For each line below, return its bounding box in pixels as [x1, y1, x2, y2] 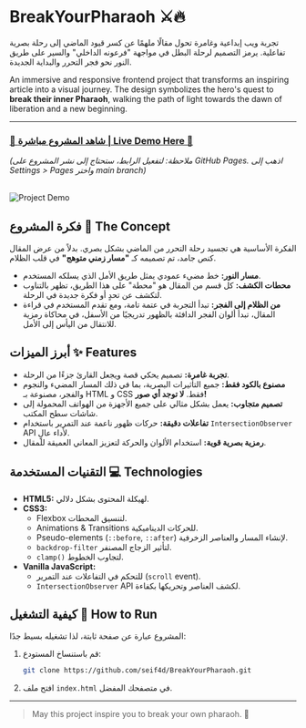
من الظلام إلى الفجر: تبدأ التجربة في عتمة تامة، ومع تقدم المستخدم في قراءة [22, 299, 280, 311]
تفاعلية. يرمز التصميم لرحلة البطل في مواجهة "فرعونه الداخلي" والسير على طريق [9, 46, 286, 57]
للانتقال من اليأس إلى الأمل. [22, 319, 117, 330]
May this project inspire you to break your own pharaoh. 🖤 [31, 709, 250, 720]
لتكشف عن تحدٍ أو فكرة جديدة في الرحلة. [22, 290, 162, 301]
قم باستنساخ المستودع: [22, 649, 102, 660]
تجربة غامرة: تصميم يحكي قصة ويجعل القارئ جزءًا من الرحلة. [22, 369, 229, 380]
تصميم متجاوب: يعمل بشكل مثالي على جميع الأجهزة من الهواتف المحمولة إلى [22, 398, 283, 409]
